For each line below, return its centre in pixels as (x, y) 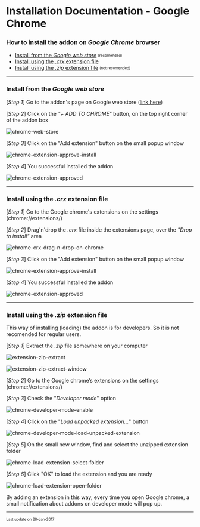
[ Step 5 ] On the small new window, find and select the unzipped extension (97, 445)
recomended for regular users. (44, 334)
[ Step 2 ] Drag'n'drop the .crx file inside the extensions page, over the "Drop (99, 230)
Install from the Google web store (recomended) (68, 56)
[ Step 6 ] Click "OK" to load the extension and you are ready (79, 474)
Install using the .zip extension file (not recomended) (73, 68)
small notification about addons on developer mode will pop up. (84, 504)
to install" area (24, 236)
